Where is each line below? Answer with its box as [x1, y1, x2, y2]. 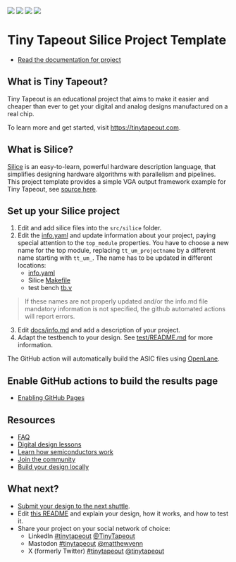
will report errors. [24, 312, 75, 320]
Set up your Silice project [7, 205, 120, 217]
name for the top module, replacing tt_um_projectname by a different [17, 246, 216, 255]
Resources [7, 414, 56, 426]
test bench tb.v [27, 284, 73, 292]
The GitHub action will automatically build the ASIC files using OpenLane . [7, 354, 220, 363]
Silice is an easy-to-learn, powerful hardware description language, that [7, 162, 216, 170]
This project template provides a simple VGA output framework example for [7, 177, 227, 186]
